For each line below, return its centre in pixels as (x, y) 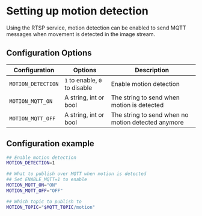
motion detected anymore (148, 122)
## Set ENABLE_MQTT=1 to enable (47, 180)
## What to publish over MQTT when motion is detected (76, 174)
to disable (78, 87)
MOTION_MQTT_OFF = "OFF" (35, 191)
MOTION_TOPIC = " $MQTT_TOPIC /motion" (51, 207)
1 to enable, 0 (83, 80)
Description (152, 70)
